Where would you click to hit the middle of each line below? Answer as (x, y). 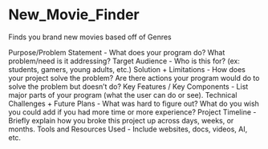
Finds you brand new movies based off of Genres (90, 37)
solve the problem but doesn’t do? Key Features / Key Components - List (128, 87)
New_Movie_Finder (74, 15)
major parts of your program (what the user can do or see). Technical (123, 95)
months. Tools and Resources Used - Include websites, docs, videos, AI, (128, 129)
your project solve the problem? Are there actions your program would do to (134, 78)
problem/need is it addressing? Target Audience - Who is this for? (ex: (124, 61)
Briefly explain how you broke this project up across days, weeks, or (121, 120)
